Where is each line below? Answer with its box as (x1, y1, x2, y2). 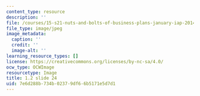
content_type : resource (6, 8, 65, 15)
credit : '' (11, 42, 39, 48)
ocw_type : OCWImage (6, 64, 55, 70)
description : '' (6, 14, 46, 20)
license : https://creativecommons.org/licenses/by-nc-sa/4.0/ (6, 58, 164, 64)
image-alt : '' (11, 48, 46, 54)
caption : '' (11, 36, 42, 42)
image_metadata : (6, 31, 46, 37)
